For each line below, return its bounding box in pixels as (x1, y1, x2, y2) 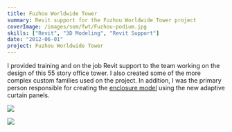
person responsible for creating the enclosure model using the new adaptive (7, 84, 225, 92)
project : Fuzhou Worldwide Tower (7, 42, 104, 49)
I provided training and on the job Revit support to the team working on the (7, 62, 220, 69)
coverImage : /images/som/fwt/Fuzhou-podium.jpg (7, 23, 148, 30)
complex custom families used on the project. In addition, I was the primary (7, 76, 222, 84)
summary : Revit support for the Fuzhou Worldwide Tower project (7, 17, 197, 24)
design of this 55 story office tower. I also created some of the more (7, 69, 201, 77)
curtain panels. (7, 91, 50, 99)
